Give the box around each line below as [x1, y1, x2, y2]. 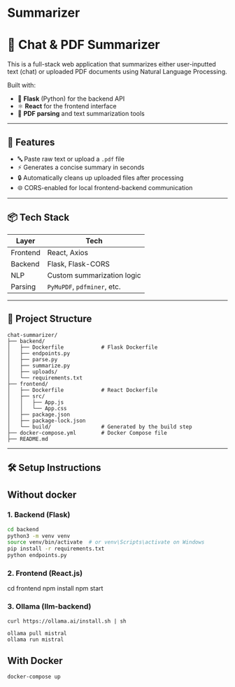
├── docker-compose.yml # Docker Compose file [7, 429, 168, 436]
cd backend [7, 526, 39, 533]
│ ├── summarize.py [7, 362, 71, 369]
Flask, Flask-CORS [47, 259, 110, 268]
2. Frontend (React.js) [7, 568, 83, 578]
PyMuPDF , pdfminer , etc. [47, 282, 121, 291]
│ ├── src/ [7, 393, 45, 400]
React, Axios [47, 247, 89, 257]
